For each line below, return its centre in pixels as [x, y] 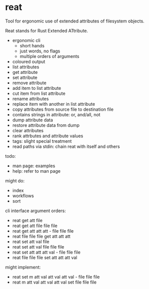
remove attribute [29, 83]
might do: [15, 181]
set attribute [25, 77]
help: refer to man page [36, 171]
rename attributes [31, 98]
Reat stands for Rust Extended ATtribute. [47, 30]
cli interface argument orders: [36, 211]
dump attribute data [33, 120]
